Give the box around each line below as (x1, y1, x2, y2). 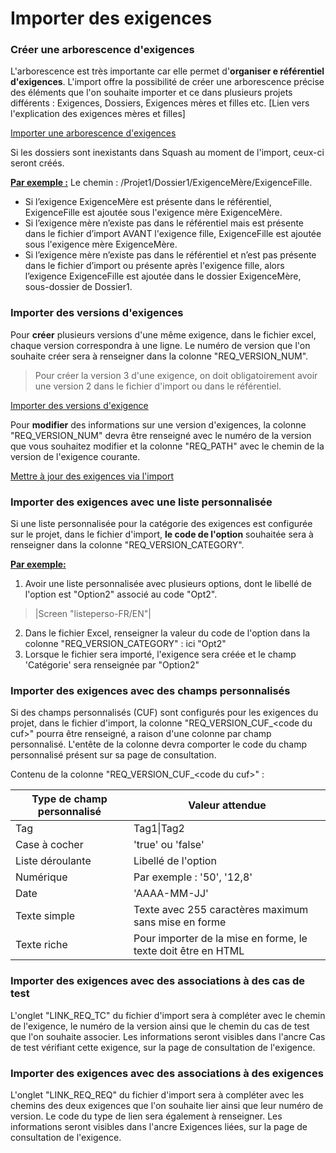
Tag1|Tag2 (133, 822, 185, 836)
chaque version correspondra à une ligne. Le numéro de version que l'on (10, 339, 311, 351)
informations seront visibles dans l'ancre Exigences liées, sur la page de (10, 1120, 308, 1132)
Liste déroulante (15, 854, 92, 868)
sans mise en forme (133, 915, 227, 929)
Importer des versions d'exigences (10, 306, 184, 320)
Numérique (15, 870, 68, 884)
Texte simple (15, 909, 76, 923)
